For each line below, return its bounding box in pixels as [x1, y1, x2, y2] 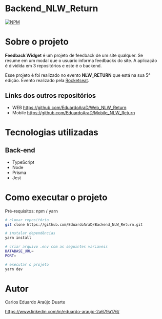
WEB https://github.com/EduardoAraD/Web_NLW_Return [12, 105, 127, 110]
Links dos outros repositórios [5, 91, 96, 100]
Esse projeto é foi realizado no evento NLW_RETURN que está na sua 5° [5, 72, 151, 78]
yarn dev [5, 267, 23, 272]
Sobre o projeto [5, 36, 69, 47]
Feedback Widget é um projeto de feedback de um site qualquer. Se [5, 52, 143, 58]
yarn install [5, 235, 32, 240]
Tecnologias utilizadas [5, 127, 99, 138]
